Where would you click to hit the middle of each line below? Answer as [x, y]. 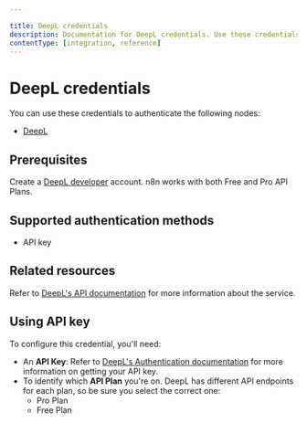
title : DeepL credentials [58, 26]
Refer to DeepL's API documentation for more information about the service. [153, 292]
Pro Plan [52, 400]
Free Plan [54, 410]
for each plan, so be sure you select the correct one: [122, 390]
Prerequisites [48, 159]
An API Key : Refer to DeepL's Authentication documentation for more [153, 361]
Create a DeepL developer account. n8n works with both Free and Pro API [149, 182]
